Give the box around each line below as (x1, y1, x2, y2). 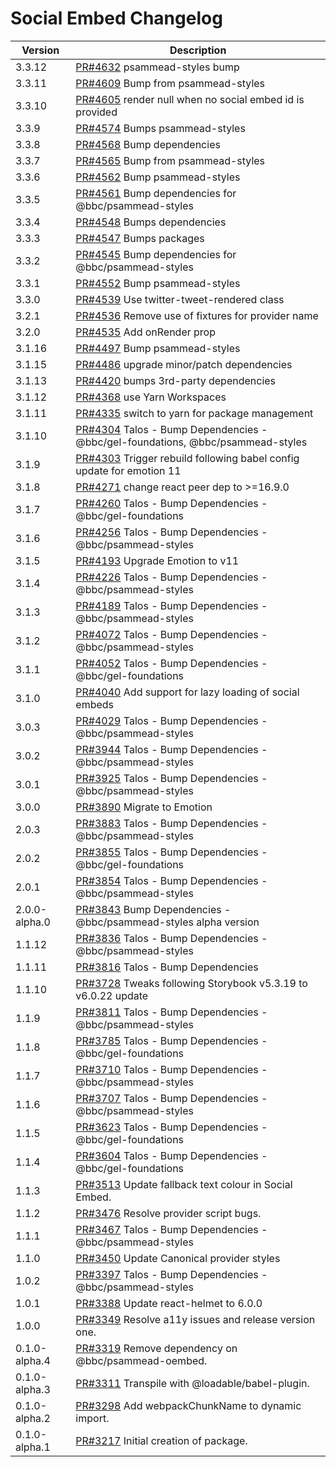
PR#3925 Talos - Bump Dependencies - (75, 771, 268, 785)
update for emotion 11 (75, 463, 182, 477)
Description (169, 43, 227, 57)
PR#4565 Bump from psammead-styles (75, 153, 266, 167)
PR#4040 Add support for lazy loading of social (75, 685, 300, 699)
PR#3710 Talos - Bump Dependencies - (75, 1062, 268, 1076)
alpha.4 (15, 1353, 51, 1367)
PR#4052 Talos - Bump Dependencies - (75, 656, 268, 670)
